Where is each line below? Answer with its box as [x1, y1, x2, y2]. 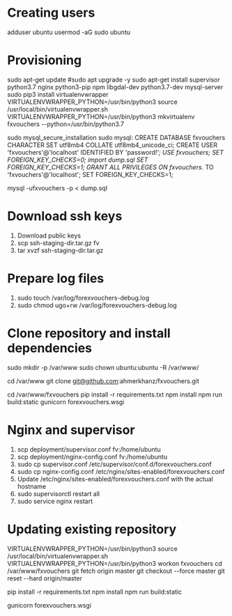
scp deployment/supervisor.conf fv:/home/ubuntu [17, 445, 162, 454]
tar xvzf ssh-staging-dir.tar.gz [17, 246, 104, 254]
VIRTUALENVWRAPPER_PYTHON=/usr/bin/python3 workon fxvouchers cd [7, 559, 223, 567]
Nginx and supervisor [7, 422, 135, 438]
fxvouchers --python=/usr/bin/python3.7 [7, 120, 124, 128]
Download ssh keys [7, 208, 123, 224]
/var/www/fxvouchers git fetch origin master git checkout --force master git [7, 567, 225, 575]
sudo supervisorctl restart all [17, 489, 100, 498]
